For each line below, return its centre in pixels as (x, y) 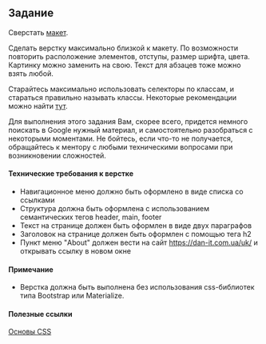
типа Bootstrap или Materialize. (72, 296)
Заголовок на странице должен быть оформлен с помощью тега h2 (135, 234)
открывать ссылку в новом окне (75, 251)
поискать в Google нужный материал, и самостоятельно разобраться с (131, 130)
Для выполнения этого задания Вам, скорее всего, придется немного (128, 121)
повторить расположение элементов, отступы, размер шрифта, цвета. (129, 56)
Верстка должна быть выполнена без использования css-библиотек (137, 287)
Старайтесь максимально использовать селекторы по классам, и (121, 89)
